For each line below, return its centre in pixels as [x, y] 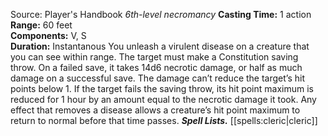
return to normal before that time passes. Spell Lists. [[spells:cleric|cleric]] [164, 120]
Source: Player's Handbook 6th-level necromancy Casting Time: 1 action [161, 14]
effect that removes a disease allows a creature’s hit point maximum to [155, 110]
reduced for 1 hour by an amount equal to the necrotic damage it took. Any [163, 99]
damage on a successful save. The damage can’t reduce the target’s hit [157, 78]
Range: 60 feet [41, 25]
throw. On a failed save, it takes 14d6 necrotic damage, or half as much [156, 67]
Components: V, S [48, 35]
